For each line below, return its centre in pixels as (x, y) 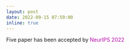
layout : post (22, 12)
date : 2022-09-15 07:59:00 (40, 17)
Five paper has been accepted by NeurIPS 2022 (65, 40)
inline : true (22, 23)
